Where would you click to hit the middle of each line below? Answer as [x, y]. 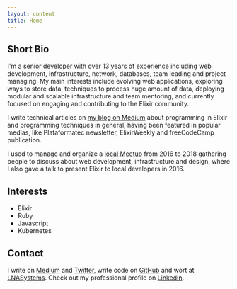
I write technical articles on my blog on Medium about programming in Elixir [117, 118]
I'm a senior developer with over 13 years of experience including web [110, 66]
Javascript [33, 223]
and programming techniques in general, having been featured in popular [114, 125]
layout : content [31, 14]
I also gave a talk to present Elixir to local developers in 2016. [96, 169]
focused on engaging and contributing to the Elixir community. [98, 104]
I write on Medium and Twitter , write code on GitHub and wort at [101, 270]
